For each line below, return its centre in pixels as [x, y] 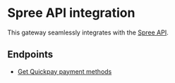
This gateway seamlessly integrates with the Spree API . [88, 32]
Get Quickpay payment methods [65, 71]
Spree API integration [71, 13]
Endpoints [30, 55]
